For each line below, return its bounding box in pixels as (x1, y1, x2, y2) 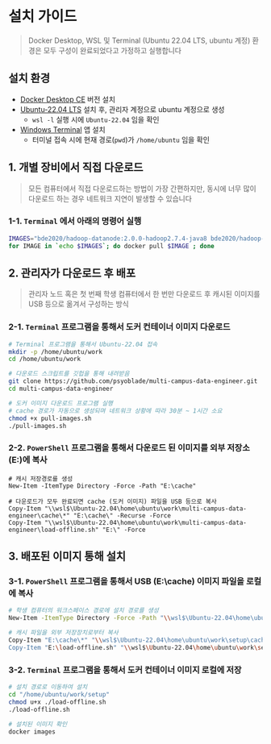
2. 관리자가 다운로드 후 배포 (8, 267, 136, 280)
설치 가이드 (8, 7, 77, 26)
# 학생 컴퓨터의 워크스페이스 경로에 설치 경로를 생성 (8, 606, 159, 615)
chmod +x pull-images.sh (8, 414, 92, 422)
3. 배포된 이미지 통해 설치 (8, 550, 127, 563)
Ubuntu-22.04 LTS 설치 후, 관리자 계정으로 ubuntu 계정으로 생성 (19, 104, 225, 114)
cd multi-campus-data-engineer (8, 384, 114, 393)
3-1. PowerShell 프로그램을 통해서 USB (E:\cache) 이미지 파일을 (8, 576, 244, 587)
